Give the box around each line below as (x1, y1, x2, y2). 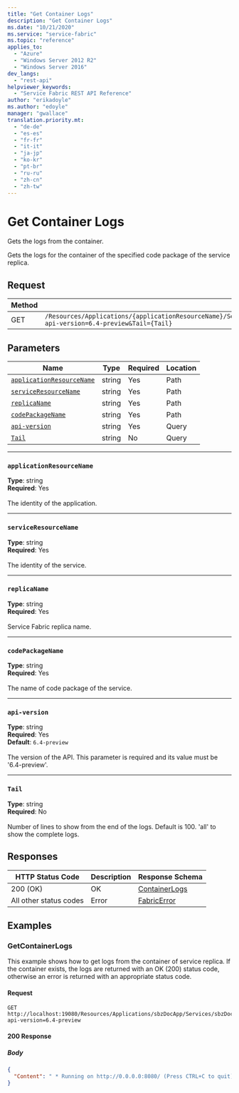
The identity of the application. (7, 499, 97, 508)
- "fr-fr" (14, 136, 43, 143)
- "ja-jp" (14, 150, 43, 157)
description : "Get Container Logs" (7, 17, 113, 24)
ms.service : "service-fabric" (7, 30, 97, 38)
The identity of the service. (7, 560, 87, 569)
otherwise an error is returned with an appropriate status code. (7, 973, 192, 981)
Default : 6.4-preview (7, 738, 69, 746)
